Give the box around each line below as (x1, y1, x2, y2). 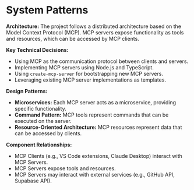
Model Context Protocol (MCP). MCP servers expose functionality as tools (6, 29, 184, 36)
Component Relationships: (6, 141, 72, 148)
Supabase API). (14, 177, 52, 184)
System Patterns (6, 3, 89, 17)
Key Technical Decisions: (6, 46, 69, 53)
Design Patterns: (6, 87, 48, 94)
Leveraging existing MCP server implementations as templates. (14, 76, 166, 83)
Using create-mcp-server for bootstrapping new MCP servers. (14, 70, 163, 77)
